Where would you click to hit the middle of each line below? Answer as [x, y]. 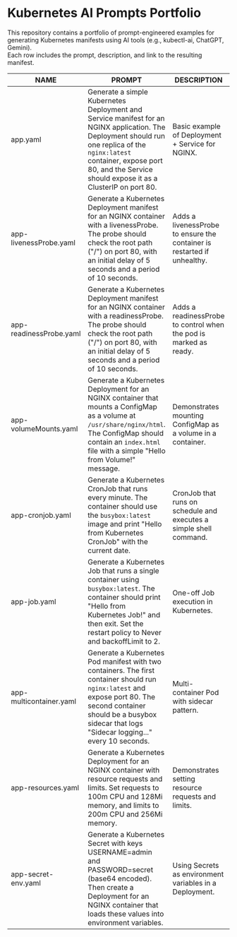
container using [114, 579]
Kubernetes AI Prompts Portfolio [104, 13]
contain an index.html [124, 442]
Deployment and [115, 109]
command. [190, 537]
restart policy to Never [125, 632]
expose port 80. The [122, 696]
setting [184, 779]
